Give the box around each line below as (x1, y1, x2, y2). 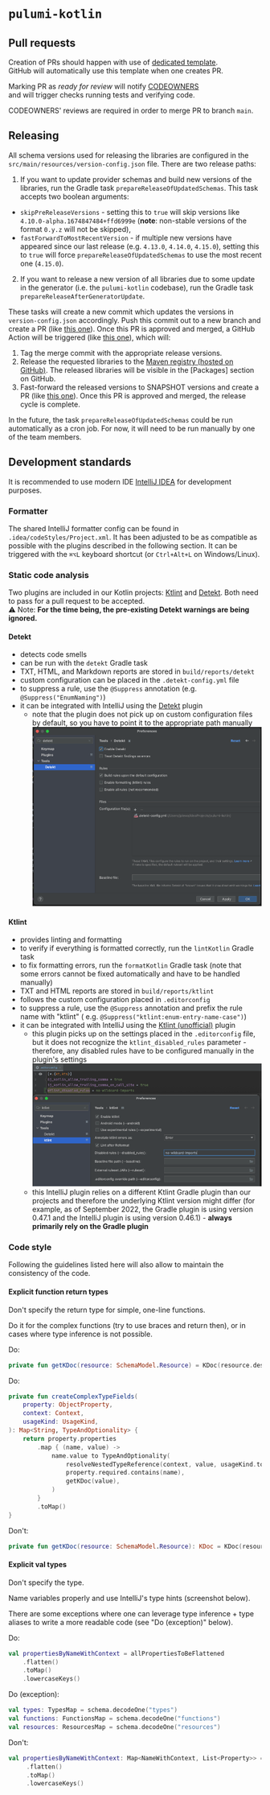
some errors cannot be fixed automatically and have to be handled (19, 969, 240, 979)
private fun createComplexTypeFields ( (8, 1393, 138, 1401)
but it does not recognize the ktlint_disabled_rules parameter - (31, 1038, 247, 1047)
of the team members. (8, 431, 82, 442)
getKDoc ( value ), (65, 1477, 121, 1485)
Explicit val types (8, 1560, 67, 1570)
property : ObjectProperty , (22, 1401, 113, 1409)
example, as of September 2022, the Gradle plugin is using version (31, 1204, 254, 1215)
